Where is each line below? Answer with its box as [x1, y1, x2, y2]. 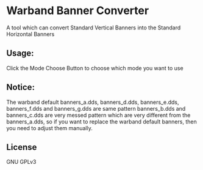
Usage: [6, 48, 35, 59]
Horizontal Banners [6, 30, 55, 37]
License [6, 142, 37, 152]
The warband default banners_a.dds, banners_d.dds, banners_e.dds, [6, 98, 179, 106]
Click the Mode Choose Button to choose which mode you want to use [6, 64, 184, 72]
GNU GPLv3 [6, 158, 37, 166]
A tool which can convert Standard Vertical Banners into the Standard [6, 24, 181, 31]
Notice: [6, 82, 35, 92]
